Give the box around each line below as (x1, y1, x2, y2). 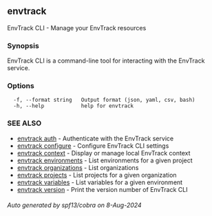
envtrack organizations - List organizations (17, 163, 139, 171)
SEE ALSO (7, 118, 42, 128)
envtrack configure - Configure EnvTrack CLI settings (17, 141, 169, 150)
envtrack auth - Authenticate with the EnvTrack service (17, 134, 174, 142)
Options (7, 81, 34, 91)
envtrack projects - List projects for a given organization (17, 171, 177, 179)
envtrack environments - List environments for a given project (17, 156, 193, 164)
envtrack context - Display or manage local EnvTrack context (17, 149, 191, 157)
